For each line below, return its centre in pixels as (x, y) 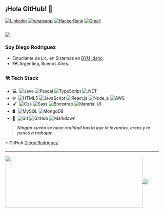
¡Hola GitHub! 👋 (29, 9)
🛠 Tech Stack (22, 78)
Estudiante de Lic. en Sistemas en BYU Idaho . (58, 58)
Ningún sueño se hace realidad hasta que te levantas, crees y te (83, 128)
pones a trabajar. (35, 133)
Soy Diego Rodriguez (31, 47)
